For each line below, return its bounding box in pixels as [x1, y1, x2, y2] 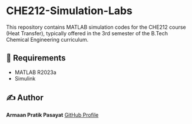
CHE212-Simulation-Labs [6, 4, 133, 18]
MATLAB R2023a [14, 69, 57, 76]
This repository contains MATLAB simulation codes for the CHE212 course [6, 24, 187, 31]
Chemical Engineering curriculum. [6, 36, 89, 43]
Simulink [14, 75, 36, 82]
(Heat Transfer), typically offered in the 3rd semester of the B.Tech [6, 29, 168, 36]
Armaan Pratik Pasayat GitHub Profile [6, 111, 99, 118]
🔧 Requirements [6, 53, 66, 63]
